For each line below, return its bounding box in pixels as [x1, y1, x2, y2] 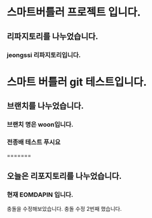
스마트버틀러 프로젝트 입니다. [7, 5, 141, 19]
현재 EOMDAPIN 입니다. [7, 190, 74, 199]
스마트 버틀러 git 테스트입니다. [7, 75, 147, 89]
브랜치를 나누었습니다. [7, 101, 84, 111]
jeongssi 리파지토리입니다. [7, 50, 81, 59]
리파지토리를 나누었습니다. [7, 31, 98, 41]
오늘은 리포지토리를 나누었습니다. [7, 171, 122, 181]
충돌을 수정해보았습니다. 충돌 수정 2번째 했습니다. [7, 205, 122, 212]
